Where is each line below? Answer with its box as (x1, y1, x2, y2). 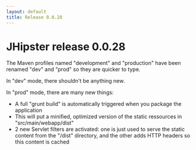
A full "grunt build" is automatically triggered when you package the (14, 101, 182, 108)
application (14, 107, 43, 114)
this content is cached (14, 138, 70, 146)
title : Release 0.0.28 (6, 14, 63, 20)
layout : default (6, 8, 46, 15)
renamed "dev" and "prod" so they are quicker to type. (6, 66, 141, 73)
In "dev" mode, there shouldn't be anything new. (6, 77, 125, 85)
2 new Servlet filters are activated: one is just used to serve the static (14, 126, 185, 133)
